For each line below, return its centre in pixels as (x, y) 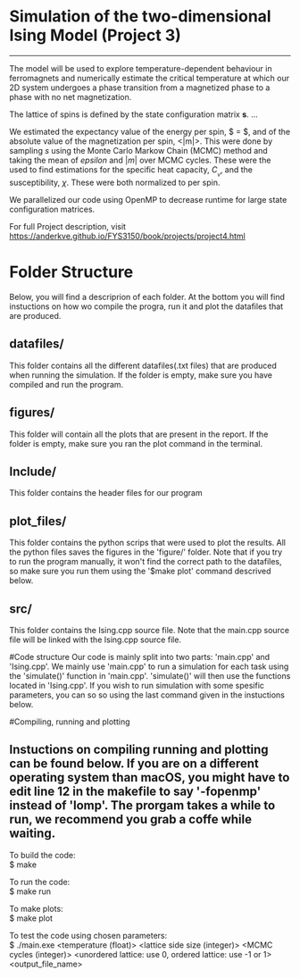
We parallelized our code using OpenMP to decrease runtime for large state (148, 200)
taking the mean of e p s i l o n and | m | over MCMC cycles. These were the (140, 160)
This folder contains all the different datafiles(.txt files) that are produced (143, 365)
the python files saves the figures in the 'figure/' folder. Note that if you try (146, 552)
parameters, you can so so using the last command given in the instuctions (147, 695)
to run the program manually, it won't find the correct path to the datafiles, (146, 562)
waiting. (33, 834)
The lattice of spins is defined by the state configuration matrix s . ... (134, 114)
